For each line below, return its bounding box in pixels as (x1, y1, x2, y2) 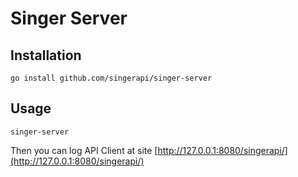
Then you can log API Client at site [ (10, 144, 158, 156)
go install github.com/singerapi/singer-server (10, 73, 213, 83)
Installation (10, 47, 82, 64)
